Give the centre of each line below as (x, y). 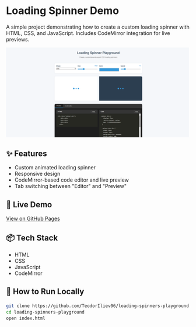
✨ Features (27, 153)
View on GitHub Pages (33, 219)
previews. (18, 39)
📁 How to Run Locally (45, 292)
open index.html (26, 318)
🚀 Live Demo (29, 205)
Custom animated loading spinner (55, 168)
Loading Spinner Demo (63, 11)
